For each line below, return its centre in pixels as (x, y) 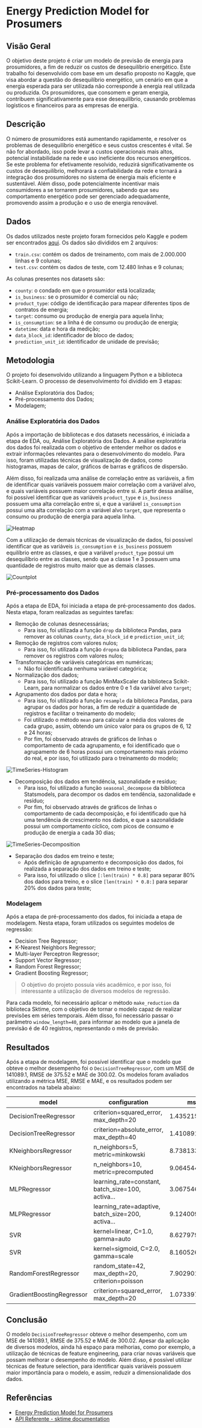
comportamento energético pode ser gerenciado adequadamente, (88, 196)
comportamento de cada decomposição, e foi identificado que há (105, 813)
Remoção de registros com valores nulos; (66, 643)
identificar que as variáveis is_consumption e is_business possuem (89, 546)
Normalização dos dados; (47, 675)
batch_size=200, (117, 1214)
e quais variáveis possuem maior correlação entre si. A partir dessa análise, (100, 491)
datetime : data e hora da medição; (57, 329)
